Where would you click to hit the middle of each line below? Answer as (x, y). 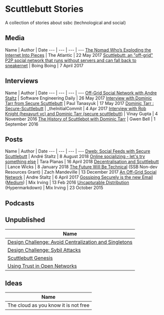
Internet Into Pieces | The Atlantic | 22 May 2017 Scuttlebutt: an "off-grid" (79, 55)
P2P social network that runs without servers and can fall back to (71, 60)
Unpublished (25, 220)
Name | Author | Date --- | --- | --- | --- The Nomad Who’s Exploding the (78, 50)
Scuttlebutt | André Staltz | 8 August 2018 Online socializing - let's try (75, 157)
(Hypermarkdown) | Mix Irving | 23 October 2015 (54, 188)
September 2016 (22, 124)
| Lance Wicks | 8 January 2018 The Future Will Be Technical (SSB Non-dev (81, 167)
